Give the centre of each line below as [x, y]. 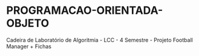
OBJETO [28, 23]
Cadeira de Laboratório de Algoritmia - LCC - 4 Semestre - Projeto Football [100, 40]
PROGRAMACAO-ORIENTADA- [85, 11]
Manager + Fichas [29, 46]
